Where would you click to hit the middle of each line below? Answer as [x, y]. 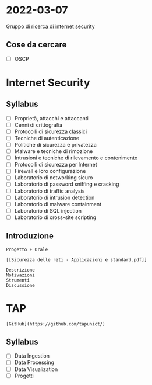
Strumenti [18, 280]
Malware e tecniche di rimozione [54, 151]
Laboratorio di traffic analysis [50, 191]
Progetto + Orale [27, 249]
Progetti [24, 376]
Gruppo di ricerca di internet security [50, 26]
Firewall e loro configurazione [50, 171]
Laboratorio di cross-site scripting [55, 217]
